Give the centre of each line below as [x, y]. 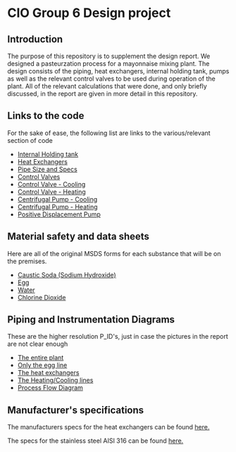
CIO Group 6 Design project [89, 13]
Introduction [35, 39]
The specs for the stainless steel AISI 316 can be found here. [95, 441]
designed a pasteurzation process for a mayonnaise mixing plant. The [108, 64]
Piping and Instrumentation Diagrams [91, 320]
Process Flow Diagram [50, 388]
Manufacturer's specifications [76, 410]
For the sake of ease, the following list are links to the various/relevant [109, 133]
